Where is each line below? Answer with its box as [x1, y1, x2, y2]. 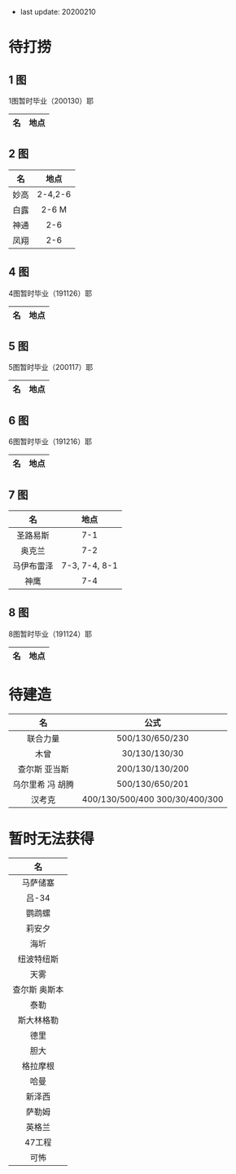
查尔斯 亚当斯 [17, 763, 69, 775]
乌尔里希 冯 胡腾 [12, 778, 75, 789]
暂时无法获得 [8, 830, 95, 848]
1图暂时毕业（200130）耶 [8, 96, 94, 105]
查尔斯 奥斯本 [12, 983, 64, 995]
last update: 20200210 [20, 7, 96, 16]
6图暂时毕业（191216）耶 [8, 437, 92, 446]
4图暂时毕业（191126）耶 [8, 288, 93, 298]
